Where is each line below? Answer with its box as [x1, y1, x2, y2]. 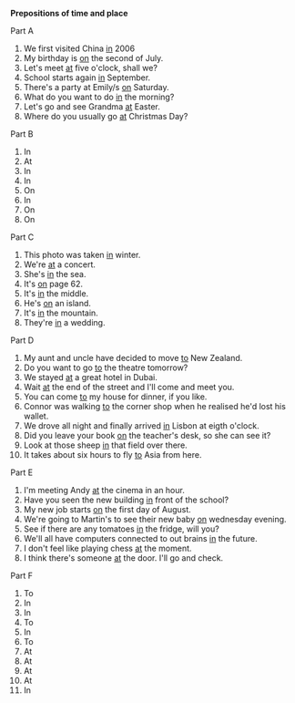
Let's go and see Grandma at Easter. [23, 101, 160, 112]
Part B [10, 129, 34, 140]
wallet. [23, 410, 49, 421]
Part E [10, 467, 34, 478]
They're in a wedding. [23, 317, 106, 327]
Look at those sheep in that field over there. [23, 439, 188, 450]
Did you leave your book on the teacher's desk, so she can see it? [23, 430, 271, 440]
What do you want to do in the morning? [23, 91, 175, 102]
